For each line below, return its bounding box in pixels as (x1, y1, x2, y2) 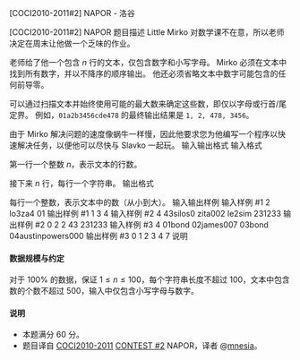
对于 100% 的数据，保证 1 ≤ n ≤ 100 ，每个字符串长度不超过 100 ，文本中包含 (9, 274, 290, 285)
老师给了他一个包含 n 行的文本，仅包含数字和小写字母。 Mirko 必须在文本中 (9, 57, 287, 67)
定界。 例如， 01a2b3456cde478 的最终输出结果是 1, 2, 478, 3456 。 (9, 110, 254, 120)
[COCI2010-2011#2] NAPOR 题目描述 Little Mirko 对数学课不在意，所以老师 (9, 27, 285, 38)
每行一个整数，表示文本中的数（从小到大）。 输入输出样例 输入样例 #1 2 (9, 197, 270, 208)
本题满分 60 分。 (21, 330, 85, 340)
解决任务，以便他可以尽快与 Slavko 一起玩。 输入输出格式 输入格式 (16, 140, 262, 150)
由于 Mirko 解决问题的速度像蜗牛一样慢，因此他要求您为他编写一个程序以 (9, 129, 279, 139)
